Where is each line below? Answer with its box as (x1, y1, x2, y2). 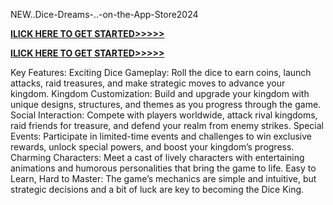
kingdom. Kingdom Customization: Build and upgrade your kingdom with (10, 88, 310, 99)
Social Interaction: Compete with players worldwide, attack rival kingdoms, (10, 109, 318, 121)
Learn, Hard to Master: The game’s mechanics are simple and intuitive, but (10, 173, 317, 184)
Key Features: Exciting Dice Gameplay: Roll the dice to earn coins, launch (10, 67, 312, 78)
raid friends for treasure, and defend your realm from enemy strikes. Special (10, 120, 324, 131)
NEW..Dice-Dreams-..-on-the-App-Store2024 (10, 9, 199, 20)
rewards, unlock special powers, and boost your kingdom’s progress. (10, 141, 295, 153)
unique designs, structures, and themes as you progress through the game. (10, 99, 322, 110)
